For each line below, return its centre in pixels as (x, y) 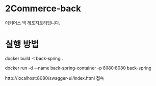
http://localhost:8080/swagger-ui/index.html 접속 (54, 78)
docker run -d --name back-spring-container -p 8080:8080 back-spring (78, 68)
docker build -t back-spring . (34, 58)
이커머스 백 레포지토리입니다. (33, 23)
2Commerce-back (43, 9)
